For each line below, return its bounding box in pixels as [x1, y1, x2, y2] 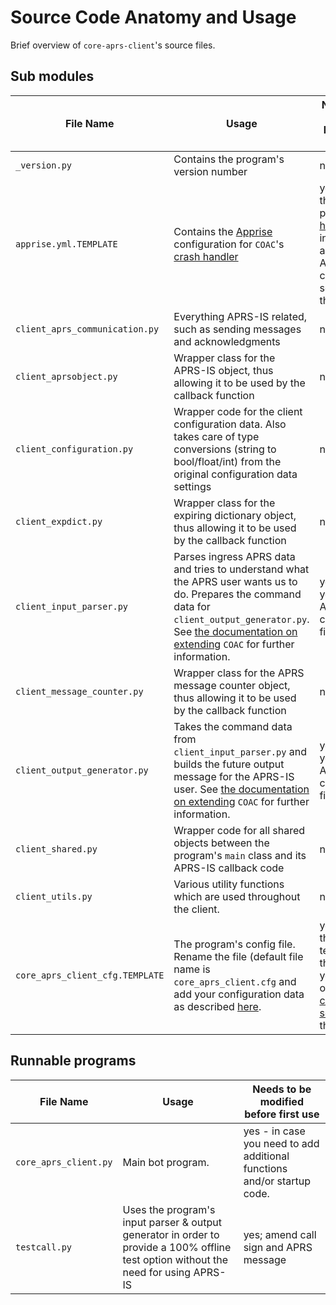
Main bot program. [122, 1155, 210, 1169]
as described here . [173, 999, 262, 1013]
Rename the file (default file [173, 949, 304, 963]
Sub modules [10, 68, 95, 85]
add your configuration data [173, 987, 305, 1001]
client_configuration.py [15, 443, 134, 455]
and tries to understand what [173, 562, 310, 576]
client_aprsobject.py [15, 371, 118, 382]
